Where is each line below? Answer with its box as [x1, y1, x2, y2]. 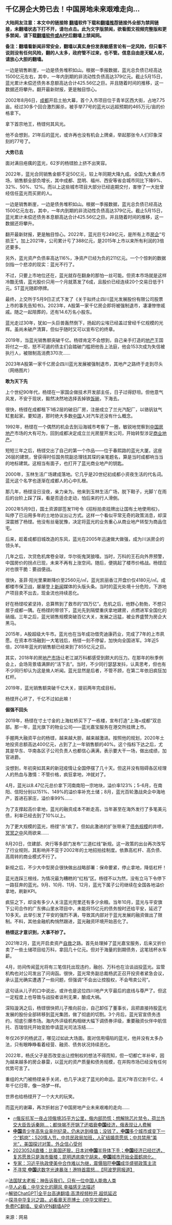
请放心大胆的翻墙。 [5, 56, 46, 62]
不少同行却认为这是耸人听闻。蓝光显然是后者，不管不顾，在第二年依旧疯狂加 [5, 667, 167, 673]
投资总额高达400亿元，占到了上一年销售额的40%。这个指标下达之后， [9, 741, 159, 747]
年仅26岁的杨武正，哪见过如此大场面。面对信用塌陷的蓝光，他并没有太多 [5, 1035, 159, 1041]
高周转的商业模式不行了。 [5, 853, 59, 860]
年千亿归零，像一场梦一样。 [5, 1082, 64, 1088]
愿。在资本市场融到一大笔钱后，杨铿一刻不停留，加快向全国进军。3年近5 [5, 637, 159, 643]
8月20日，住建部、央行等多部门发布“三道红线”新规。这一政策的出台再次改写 [5, 841, 166, 847]
